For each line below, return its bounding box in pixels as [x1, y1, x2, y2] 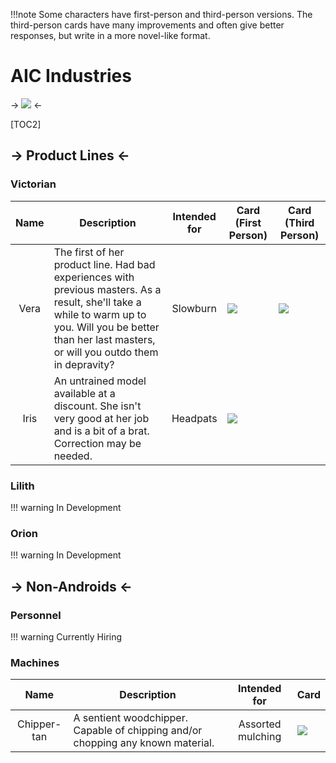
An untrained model [53, 374, 147, 388]
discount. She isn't [53, 399, 142, 413]
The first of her [53, 245, 125, 259]
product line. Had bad [53, 257, 156, 271]
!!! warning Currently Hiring [10, 630, 123, 643]
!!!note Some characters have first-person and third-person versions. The [10, 9, 313, 20]
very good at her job [53, 411, 150, 425]
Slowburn [171, 301, 218, 315]
